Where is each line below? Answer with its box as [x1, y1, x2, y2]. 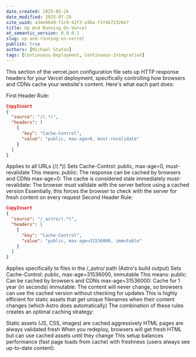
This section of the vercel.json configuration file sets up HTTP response [6, 68, 179, 75]
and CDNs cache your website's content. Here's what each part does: [6, 80, 174, 88]
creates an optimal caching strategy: [6, 308, 94, 315]
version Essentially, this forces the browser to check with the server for [6, 188, 177, 195]
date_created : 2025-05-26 [6, 8, 69, 15]
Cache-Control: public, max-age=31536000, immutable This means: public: [6, 271, 188, 278]
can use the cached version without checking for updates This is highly [6, 290, 178, 297]
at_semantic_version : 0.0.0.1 [6, 30, 80, 36]
